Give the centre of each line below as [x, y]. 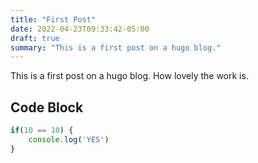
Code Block [47, 107]
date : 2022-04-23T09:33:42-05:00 [80, 29]
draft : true [35, 38]
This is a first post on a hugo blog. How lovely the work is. [129, 76]
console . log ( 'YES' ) [69, 139]
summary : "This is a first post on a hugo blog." [116, 47]
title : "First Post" [53, 19]
